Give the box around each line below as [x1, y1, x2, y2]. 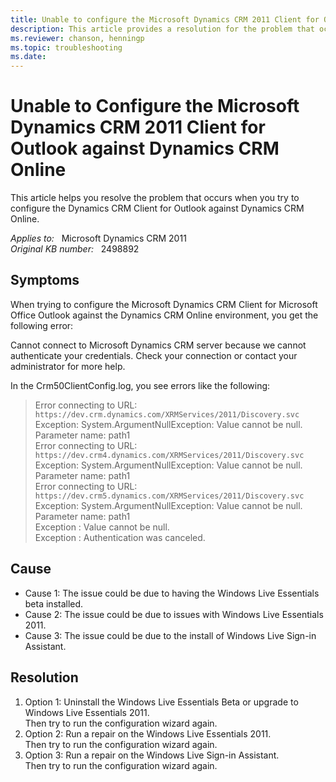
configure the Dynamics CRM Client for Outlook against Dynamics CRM [10, 202, 305, 215]
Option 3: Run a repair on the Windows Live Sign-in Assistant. [24, 749, 280, 761]
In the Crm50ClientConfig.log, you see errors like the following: [10, 379, 271, 391]
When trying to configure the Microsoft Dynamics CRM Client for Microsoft [10, 298, 318, 310]
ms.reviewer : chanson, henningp [10, 33, 145, 43]
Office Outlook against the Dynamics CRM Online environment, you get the [10, 309, 319, 321]
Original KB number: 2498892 [10, 243, 140, 255]
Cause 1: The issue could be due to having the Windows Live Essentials [24, 587, 320, 599]
